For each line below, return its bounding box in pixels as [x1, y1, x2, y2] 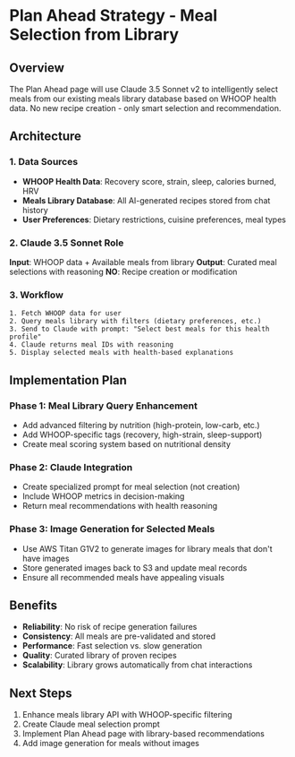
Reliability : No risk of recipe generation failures [21, 622, 198, 632]
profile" [9, 332, 42, 341]
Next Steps [9, 685, 72, 701]
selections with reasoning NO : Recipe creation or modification [9, 266, 238, 277]
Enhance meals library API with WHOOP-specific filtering [21, 710, 232, 720]
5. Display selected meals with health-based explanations [9, 348, 234, 357]
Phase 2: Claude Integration [9, 460, 133, 473]
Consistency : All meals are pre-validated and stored [21, 631, 216, 641]
